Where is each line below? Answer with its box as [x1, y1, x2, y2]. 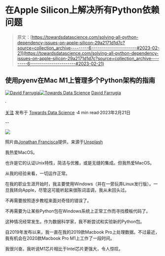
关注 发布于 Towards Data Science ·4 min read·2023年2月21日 [5, 109, 131, 115]
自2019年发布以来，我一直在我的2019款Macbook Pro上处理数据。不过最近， [5, 229, 160, 235]
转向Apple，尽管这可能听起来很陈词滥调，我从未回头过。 [13, 187, 130, 193]
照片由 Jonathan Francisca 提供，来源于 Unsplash [5, 139, 103, 145]
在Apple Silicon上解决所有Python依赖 [5, 4, 160, 16]
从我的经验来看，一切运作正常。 [5, 170, 70, 176]
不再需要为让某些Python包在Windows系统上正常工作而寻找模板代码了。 [5, 208, 151, 214]
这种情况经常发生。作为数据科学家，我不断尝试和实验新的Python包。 [5, 218, 145, 224]
